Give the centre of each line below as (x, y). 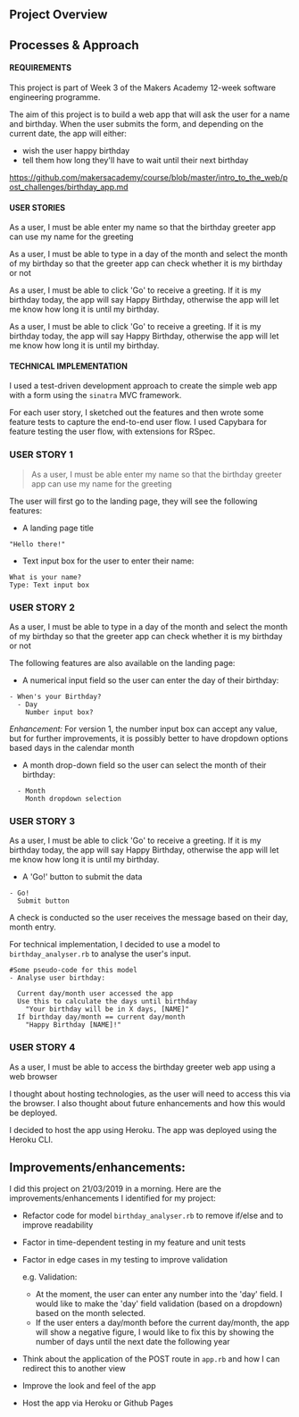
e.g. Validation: (50, 1277)
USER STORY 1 (41, 454)
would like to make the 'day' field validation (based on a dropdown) (159, 1304)
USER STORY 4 (42, 1047)
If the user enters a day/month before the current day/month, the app (162, 1323)
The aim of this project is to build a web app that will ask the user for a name (149, 114)
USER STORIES (37, 207)
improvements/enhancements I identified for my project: (112, 1198)
